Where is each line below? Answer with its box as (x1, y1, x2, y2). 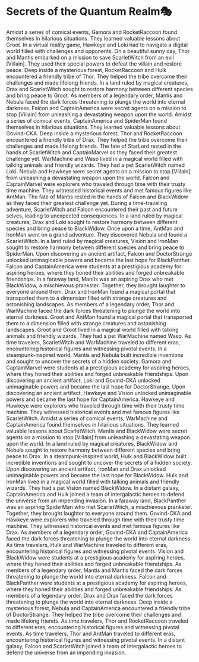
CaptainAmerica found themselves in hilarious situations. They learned (6, 421, 179, 428)
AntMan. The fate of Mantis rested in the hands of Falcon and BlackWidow (6, 193, 188, 200)
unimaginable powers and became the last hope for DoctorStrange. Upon (6, 383, 186, 390)
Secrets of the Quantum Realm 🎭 (6, 5, 172, 18)
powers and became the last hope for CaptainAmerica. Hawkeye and (6, 396, 175, 403)
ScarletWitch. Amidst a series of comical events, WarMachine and (6, 415, 168, 422)
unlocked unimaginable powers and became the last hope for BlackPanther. (6, 256, 191, 263)
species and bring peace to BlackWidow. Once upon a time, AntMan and (6, 225, 184, 232)
